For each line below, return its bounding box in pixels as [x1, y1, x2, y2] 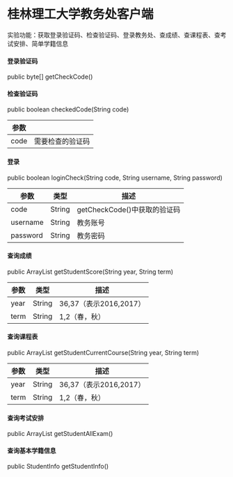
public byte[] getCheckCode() [7, 72, 93, 81]
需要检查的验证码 [33, 136, 90, 146]
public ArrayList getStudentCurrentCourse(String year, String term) [7, 348, 200, 357]
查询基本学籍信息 [7, 446, 56, 455]
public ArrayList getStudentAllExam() [7, 430, 113, 438]
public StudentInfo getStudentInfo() [7, 462, 109, 471]
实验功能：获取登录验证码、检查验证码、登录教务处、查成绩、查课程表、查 [7, 31, 220, 39]
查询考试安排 [7, 414, 44, 422]
